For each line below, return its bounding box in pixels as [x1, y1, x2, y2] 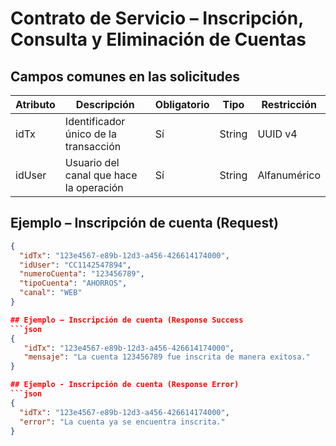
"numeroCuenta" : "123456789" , [19, 269, 145, 279]
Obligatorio [154, 98, 210, 111]
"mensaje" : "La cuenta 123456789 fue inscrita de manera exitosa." [23, 352, 311, 362]
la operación [64, 181, 124, 194]
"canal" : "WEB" [19, 288, 83, 298]
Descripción [75, 98, 135, 111]
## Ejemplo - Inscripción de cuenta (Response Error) [10, 380, 240, 390]
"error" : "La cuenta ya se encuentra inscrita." [19, 417, 226, 427]
